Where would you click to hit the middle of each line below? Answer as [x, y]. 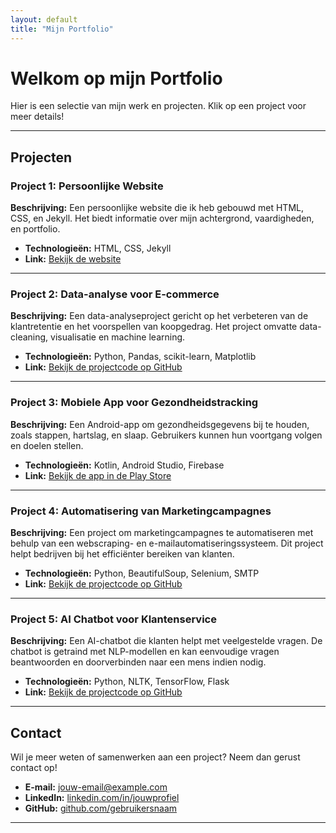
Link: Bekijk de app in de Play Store [98, 475]
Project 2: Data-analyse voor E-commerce [115, 294]
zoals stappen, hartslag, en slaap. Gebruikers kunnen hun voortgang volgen [166, 435]
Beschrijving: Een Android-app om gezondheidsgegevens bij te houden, [160, 424]
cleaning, [29, 337]
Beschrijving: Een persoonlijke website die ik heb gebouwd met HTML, [157, 208]
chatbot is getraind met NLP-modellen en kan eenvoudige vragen [145, 652]
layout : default [44, 19]
